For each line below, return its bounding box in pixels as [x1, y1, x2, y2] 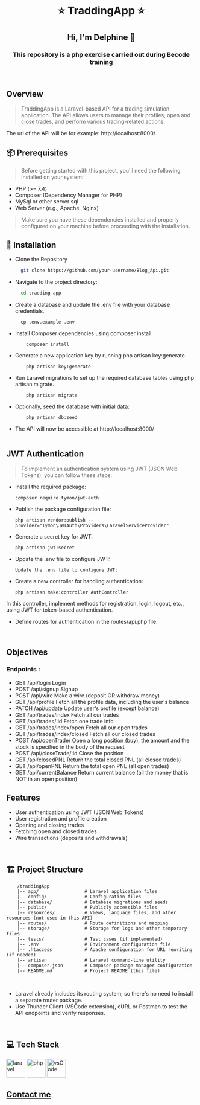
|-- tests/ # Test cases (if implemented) [17, 936, 163, 943]
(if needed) [6, 952, 36, 958]
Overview [6, 89, 44, 99]
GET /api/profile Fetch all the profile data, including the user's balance [14, 698, 189, 705]
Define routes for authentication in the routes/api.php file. [14, 618, 158, 625]
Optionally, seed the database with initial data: [14, 403, 130, 410]
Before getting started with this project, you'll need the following [20, 167, 181, 174]
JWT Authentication [6, 449, 84, 460]
